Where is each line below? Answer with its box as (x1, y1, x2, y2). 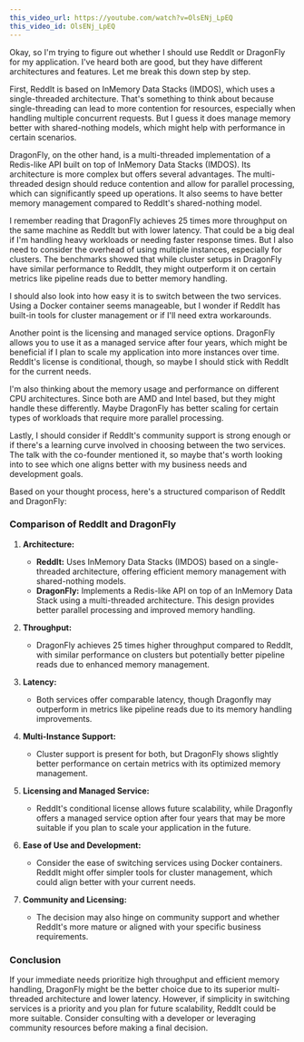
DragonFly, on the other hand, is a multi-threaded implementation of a (9, 149, 270, 160)
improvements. (35, 713, 93, 724)
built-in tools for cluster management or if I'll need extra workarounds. (9, 309, 272, 320)
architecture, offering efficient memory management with (72, 566, 287, 577)
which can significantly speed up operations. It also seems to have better (9, 188, 283, 199)
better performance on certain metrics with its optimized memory (35, 758, 281, 769)
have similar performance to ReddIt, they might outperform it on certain (9, 263, 277, 274)
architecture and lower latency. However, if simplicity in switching (44, 994, 290, 1005)
